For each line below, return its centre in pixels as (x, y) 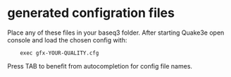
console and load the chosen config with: (67, 40)
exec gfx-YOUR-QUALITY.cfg (60, 53)
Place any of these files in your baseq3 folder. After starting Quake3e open (116, 32)
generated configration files (91, 13)
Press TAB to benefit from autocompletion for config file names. (100, 66)
